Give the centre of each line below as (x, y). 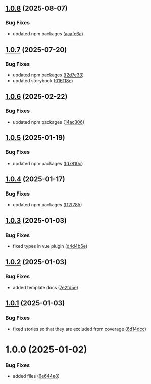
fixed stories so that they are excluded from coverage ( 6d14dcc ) (79, 329)
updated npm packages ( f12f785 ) (47, 205)
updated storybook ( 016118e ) (43, 81)
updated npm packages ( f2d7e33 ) (48, 75)
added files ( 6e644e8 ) (36, 376)
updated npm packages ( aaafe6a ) (48, 34)
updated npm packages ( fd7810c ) (48, 163)
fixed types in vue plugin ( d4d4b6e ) (50, 246)
